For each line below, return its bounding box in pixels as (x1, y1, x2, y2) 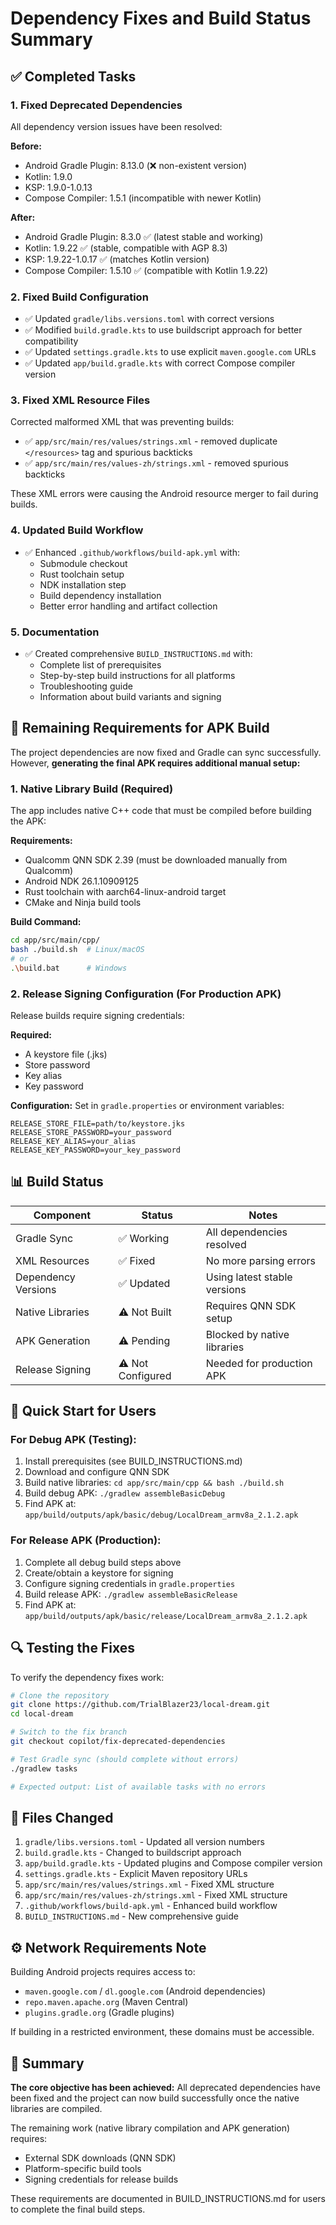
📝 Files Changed (10, 1809, 114, 1826)
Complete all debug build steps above (24, 1556, 182, 1568)
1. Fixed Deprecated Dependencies (10, 98, 183, 112)
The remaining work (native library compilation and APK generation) (10, 2122, 291, 2134)
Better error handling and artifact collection (39, 600, 218, 612)
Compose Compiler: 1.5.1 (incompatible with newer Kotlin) (24, 192, 262, 204)
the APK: (10, 815, 47, 827)
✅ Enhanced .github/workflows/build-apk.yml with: (24, 546, 240, 558)
